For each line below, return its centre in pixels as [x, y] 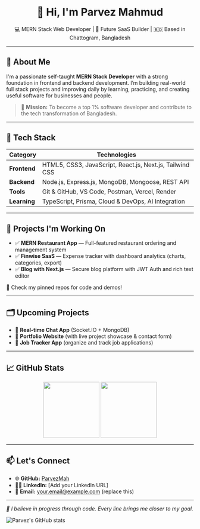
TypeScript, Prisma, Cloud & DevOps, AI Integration [114, 201]
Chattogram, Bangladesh [100, 38]
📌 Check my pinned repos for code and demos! [64, 287]
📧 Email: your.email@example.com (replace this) [74, 491]
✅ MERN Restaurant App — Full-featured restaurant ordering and [96, 243]
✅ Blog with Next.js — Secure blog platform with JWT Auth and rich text [104, 269]
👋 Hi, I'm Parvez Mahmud [100, 12]
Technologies [116, 155]
